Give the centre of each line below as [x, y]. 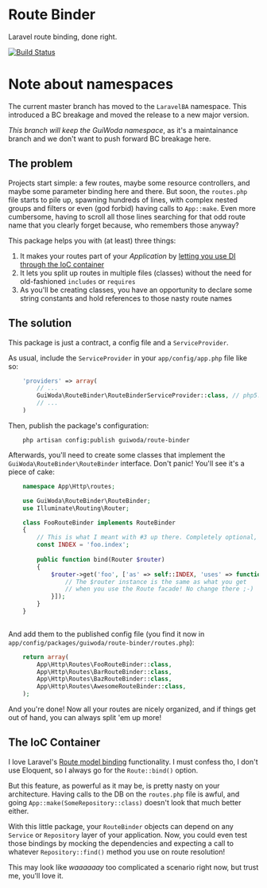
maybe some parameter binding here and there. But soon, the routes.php [128, 191]
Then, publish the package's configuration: [79, 425]
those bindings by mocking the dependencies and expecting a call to [121, 843]
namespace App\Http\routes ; [69, 486]
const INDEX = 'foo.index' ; [83, 545]
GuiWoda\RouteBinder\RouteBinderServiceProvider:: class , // [138, 395]
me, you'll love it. [36, 875]
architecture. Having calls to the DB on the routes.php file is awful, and [124, 794]
